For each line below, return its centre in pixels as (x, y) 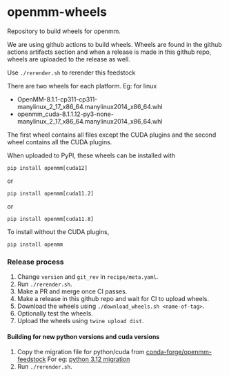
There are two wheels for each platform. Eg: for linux (82, 86)
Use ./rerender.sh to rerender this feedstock (71, 72)
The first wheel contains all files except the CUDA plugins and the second (112, 135)
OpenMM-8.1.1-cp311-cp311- (57, 99)
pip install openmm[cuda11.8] (51, 219)
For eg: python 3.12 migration (89, 359)
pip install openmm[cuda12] (48, 168)
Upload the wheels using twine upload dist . (80, 321)
